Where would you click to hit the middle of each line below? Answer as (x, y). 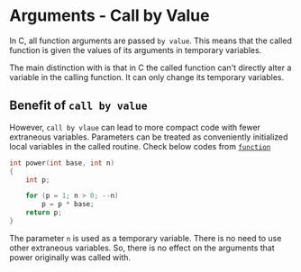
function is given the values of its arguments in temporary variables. (136, 50)
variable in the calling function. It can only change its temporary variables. (147, 77)
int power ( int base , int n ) (62, 163)
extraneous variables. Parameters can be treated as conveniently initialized (149, 137)
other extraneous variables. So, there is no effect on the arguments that (142, 248)
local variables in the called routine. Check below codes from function (140, 146)
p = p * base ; (68, 204)
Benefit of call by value (78, 106)
